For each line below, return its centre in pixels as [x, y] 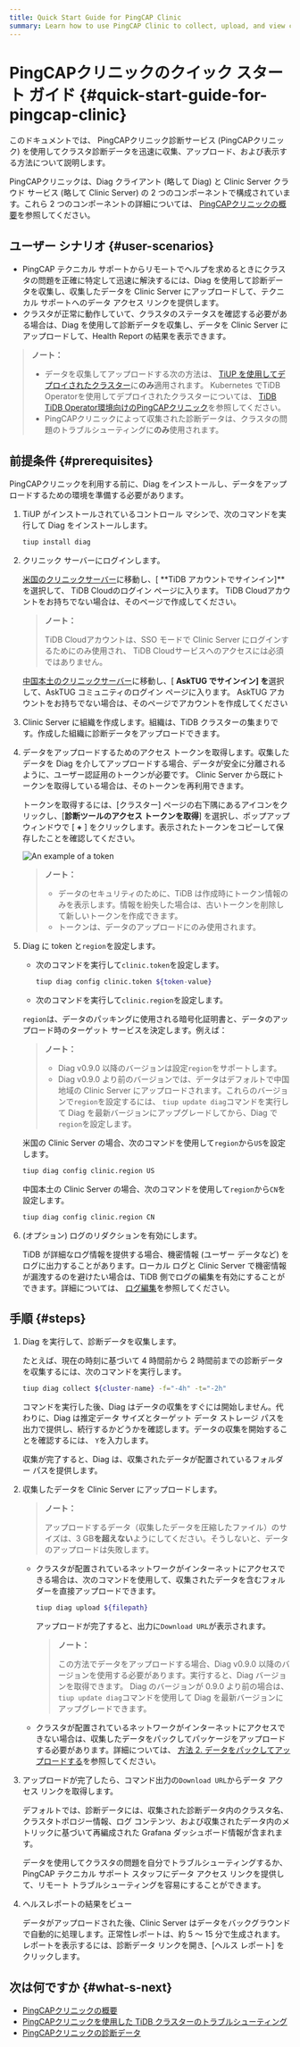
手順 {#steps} [48, 1318]
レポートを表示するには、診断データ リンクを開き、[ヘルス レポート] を [153, 1945]
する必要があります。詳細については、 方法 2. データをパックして [155, 1750]
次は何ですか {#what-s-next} [91, 1987]
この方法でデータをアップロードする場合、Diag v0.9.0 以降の [170, 1664]
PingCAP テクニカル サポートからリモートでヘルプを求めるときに [142, 270]
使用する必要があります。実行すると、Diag [175, 1676]
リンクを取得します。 [79, 1792]
